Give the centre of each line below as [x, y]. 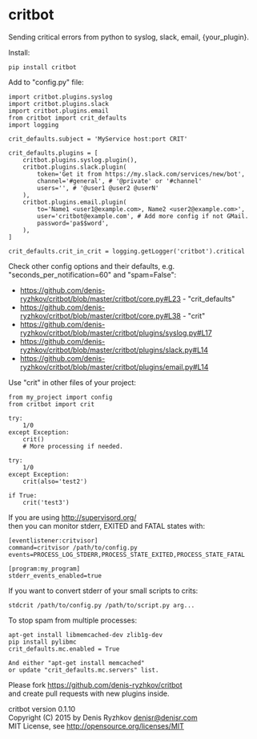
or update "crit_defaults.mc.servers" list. [84, 670]
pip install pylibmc [43, 642]
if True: [23, 495]
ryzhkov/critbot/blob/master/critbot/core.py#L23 [100, 298]
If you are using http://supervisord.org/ [72, 517]
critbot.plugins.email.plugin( [75, 202]
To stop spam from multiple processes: [73, 620]
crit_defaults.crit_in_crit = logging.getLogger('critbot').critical [127, 251]
